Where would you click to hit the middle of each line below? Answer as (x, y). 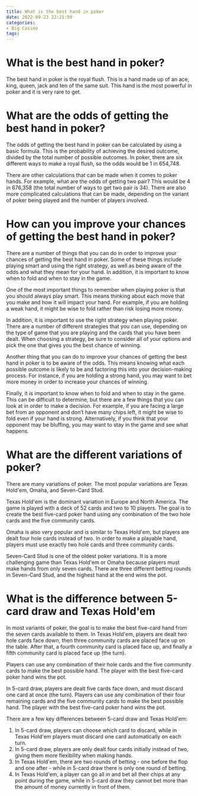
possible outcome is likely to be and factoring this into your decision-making (99, 369)
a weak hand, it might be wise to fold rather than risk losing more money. (95, 308)
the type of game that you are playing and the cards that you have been (93, 333)
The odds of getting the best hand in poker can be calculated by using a (94, 145)
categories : (21, 22)
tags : (13, 34)
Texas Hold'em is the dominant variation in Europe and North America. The (97, 501)
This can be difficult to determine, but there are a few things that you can (95, 399)
